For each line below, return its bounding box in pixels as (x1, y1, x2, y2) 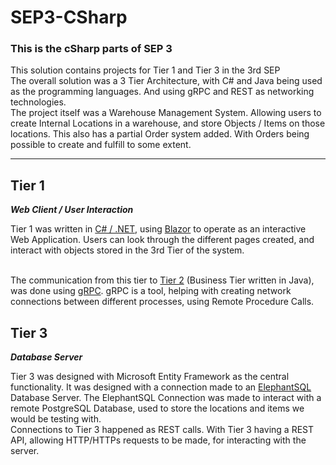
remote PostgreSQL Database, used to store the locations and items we (10, 402, 305, 415)
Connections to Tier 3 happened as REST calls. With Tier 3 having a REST (10, 424, 315, 436)
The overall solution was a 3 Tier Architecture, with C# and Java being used (10, 75, 323, 87)
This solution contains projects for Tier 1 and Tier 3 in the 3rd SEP (10, 64, 281, 76)
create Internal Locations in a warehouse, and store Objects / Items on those (10, 117, 326, 130)
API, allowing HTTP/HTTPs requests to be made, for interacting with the (10, 434, 307, 446)
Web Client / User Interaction (10, 204, 134, 216)
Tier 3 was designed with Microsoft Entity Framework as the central (10, 371, 290, 383)
